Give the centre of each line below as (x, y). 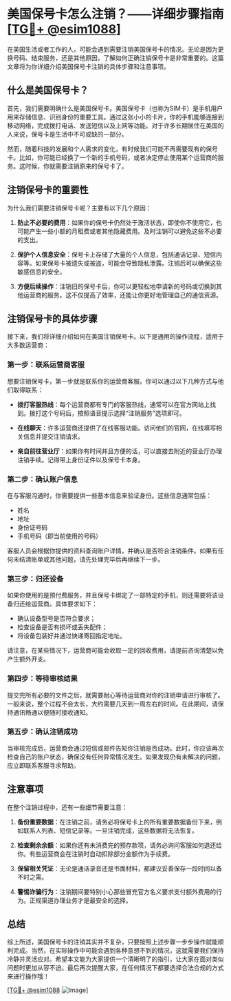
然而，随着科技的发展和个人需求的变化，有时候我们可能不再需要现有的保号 (112, 148)
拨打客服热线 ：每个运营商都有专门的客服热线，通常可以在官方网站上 (113, 404)
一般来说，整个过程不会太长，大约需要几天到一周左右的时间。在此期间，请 (112, 704)
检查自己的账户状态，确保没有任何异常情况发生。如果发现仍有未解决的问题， (115, 757)
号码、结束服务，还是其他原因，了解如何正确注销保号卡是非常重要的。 (112, 58)
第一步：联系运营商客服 (46, 365)
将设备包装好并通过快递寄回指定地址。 (71, 636)
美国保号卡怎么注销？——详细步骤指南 (116, 14)
